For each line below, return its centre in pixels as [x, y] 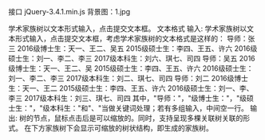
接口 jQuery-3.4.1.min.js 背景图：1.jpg [69, 12]
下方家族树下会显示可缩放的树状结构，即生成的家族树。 [122, 128]
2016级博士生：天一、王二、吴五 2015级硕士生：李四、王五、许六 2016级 [137, 49]
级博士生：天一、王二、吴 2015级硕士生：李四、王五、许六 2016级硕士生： [131, 68]
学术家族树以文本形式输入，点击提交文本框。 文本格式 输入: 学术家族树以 [128, 29]
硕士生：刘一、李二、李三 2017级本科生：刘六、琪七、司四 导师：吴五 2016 [132, 58]
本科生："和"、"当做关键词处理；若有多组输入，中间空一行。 [149, 108]
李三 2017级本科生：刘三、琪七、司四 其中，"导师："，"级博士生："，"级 [128, 98]
